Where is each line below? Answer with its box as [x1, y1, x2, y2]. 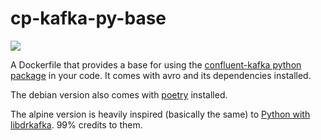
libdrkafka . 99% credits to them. [10, 118, 143, 131]
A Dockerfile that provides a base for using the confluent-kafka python [10, 58, 302, 71]
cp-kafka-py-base [10, 7, 167, 30]
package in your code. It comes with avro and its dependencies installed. [10, 69, 312, 81]
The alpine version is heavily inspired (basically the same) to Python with [10, 108, 311, 120]
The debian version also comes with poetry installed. [10, 88, 228, 101]
